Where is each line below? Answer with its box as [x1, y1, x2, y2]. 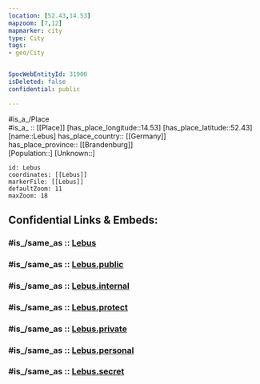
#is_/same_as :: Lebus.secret [8, 366, 125, 377]
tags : [8, 42, 26, 50]
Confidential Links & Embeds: [8, 214, 158, 227]
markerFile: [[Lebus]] [8, 178, 84, 186]
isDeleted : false [8, 78, 66, 86]
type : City [8, 34, 45, 42]
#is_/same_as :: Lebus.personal [8, 345, 134, 356]
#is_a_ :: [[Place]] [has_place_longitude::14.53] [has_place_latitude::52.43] [8, 122, 253, 132]
